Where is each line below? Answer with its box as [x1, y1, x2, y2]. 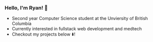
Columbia [11, 21, 32, 26]
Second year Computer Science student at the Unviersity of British [11, 16, 148, 21]
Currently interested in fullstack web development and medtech [11, 26, 142, 32]
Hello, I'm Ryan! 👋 [4, 4, 48, 11]
